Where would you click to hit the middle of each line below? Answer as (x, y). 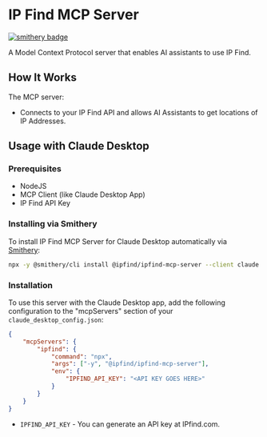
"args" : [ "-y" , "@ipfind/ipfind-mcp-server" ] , (130, 364)
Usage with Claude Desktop (79, 146)
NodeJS (33, 186)
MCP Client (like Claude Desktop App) (82, 194)
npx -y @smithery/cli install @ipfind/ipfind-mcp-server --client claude (134, 265)
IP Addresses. (43, 121)
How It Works (43, 78)
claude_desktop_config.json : (56, 319)
